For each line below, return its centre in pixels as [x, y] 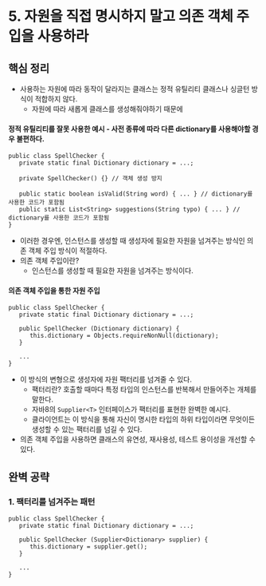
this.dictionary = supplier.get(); [88, 547]
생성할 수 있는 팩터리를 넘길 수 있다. [87, 430]
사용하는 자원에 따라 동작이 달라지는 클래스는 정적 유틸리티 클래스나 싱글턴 [135, 89]
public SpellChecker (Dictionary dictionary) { [99, 329]
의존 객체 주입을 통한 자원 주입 [55, 290]
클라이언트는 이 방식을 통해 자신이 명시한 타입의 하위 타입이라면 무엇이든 [143, 419]
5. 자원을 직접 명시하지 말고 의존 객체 [121, 16]
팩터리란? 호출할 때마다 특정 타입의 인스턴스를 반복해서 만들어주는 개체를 [144, 390]
